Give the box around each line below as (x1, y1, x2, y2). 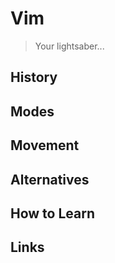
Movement (10, 137, 80, 154)
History (10, 69, 58, 86)
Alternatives (10, 171, 90, 188)
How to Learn (10, 205, 96, 222)
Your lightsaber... (34, 40, 105, 52)
